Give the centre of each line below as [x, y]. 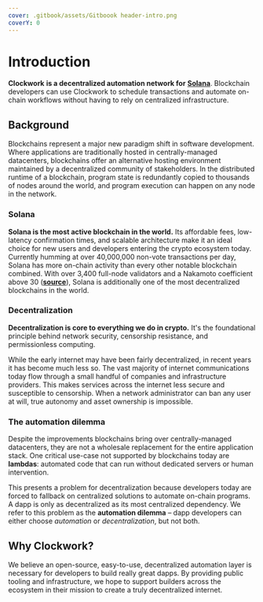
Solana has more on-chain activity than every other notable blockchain [122, 265]
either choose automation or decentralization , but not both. [104, 521]
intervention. [29, 472]
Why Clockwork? [51, 546]
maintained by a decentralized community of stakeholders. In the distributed [131, 169]
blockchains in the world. [49, 290]
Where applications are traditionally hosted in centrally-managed [113, 152]
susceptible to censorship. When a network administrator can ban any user [130, 393]
